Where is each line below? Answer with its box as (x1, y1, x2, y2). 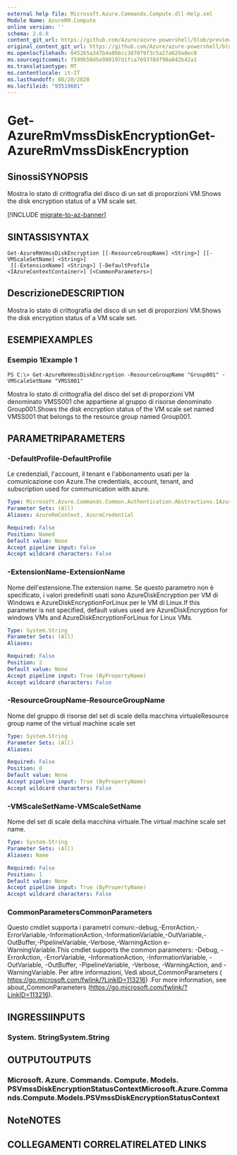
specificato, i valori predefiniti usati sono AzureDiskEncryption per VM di (7, 590, 219, 599)
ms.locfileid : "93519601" (7, 82, 83, 90)
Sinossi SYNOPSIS (7, 171, 88, 183)
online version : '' (7, 23, 65, 30)
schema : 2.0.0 (7, 30, 49, 37)
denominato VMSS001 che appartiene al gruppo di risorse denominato (7, 397, 212, 405)
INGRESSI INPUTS (7, 1011, 86, 1023)
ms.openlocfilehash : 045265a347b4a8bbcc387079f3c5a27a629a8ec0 (7, 50, 197, 57)
